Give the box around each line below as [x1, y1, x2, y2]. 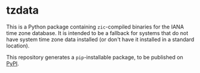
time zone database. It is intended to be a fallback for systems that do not [6, 29, 189, 36]
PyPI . [6, 60, 19, 67]
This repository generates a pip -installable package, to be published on [6, 53, 183, 61]
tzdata [6, 4, 39, 17]
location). [6, 42, 30, 49]
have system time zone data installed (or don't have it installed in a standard [6, 36, 195, 43]
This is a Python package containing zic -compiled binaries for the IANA [6, 23, 184, 30]
